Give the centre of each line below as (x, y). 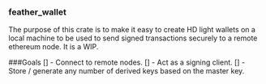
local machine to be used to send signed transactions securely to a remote (133, 38)
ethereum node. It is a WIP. (54, 47)
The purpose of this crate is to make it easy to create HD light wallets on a (132, 30)
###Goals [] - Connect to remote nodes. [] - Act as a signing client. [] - (127, 62)
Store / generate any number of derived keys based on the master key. (127, 71)
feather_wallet (37, 12)
